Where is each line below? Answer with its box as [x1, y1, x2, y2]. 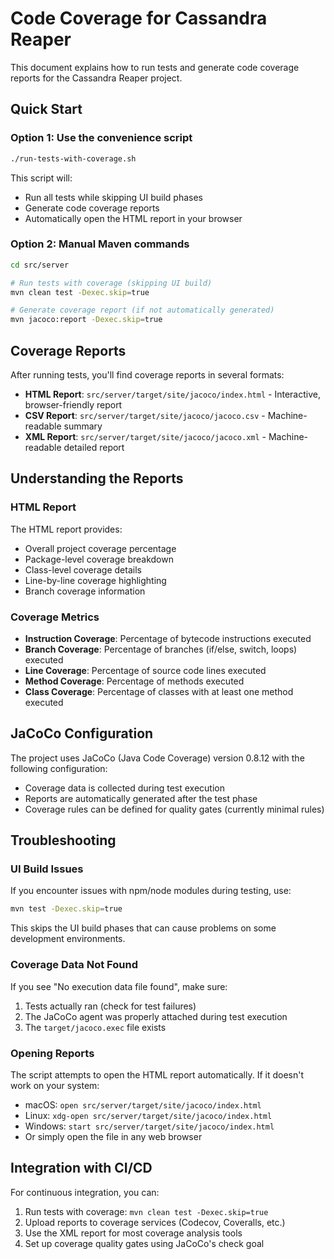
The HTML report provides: [10, 523, 123, 535]
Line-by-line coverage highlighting [24, 574, 167, 586]
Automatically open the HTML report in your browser [24, 212, 243, 224]
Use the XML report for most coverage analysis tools [24, 1227, 243, 1239]
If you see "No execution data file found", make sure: [10, 980, 228, 992]
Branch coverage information [24, 585, 146, 597]
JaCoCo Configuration [10, 725, 154, 742]
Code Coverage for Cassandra [10, 7, 268, 30]
